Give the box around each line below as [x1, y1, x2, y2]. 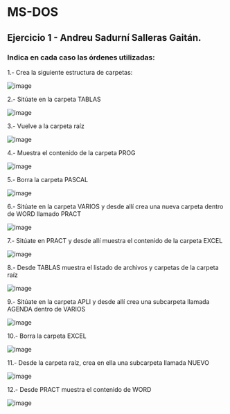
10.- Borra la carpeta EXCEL [7, 332, 87, 340]
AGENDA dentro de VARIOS [7, 305, 86, 313]
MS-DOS [7, 4, 59, 20]
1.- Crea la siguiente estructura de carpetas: [7, 68, 133, 76]
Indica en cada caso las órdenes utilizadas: [7, 53, 155, 62]
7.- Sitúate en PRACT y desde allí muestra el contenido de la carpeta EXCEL [7, 236, 223, 244]
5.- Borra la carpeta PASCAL [7, 175, 89, 183]
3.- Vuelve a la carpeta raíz [7, 122, 85, 130]
